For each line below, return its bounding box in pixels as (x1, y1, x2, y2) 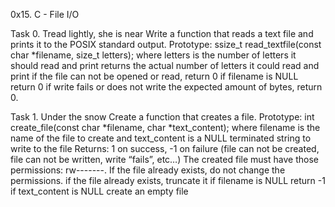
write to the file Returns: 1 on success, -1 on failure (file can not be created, (10, 143, 320, 154)
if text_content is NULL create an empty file (10, 185, 189, 197)
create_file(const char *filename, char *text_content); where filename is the (10, 122, 321, 133)
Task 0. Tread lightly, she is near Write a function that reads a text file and (10, 28, 314, 39)
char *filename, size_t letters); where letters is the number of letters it (10, 49, 297, 61)
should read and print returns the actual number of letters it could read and (10, 60, 320, 71)
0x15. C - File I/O (10, 9, 80, 20)
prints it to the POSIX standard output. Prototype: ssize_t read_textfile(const (10, 39, 322, 50)
